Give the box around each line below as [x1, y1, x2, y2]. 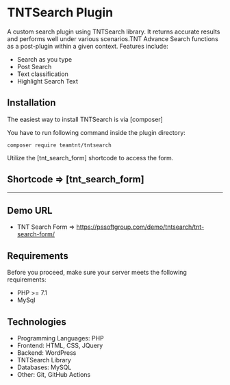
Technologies [7, 316, 67, 327]
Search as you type [16, 55, 73, 63]
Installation [7, 97, 56, 109]
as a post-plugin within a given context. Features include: [7, 42, 169, 50]
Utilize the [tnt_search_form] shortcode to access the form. [7, 153, 174, 162]
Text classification [16, 70, 68, 78]
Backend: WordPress [16, 349, 77, 357]
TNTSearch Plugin [7, 5, 114, 21]
